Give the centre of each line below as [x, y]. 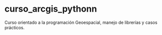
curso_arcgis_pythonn [51, 9]
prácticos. [15, 27]
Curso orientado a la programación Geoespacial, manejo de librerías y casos [81, 22]
